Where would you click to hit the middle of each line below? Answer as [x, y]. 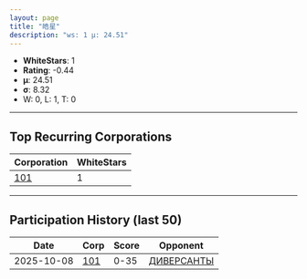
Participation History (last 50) [96, 220]
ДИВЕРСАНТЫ [181, 261]
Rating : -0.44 [48, 70]
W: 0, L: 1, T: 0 [49, 99]
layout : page [34, 18]
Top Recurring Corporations [91, 136]
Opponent [181, 245]
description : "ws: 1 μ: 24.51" [69, 35]
